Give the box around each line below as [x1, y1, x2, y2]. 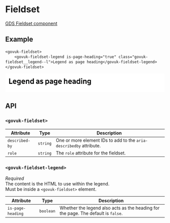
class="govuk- [118, 54, 148, 59]
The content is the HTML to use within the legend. [5, 181, 110, 187]
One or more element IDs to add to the [56, 137, 136, 143]
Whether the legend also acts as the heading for [59, 205, 160, 211]
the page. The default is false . [59, 210, 123, 216]
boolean [39, 208, 56, 214]
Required [5, 175, 24, 181]
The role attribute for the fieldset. [56, 150, 126, 156]
